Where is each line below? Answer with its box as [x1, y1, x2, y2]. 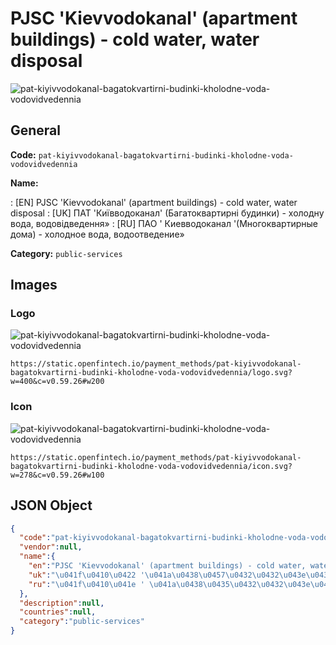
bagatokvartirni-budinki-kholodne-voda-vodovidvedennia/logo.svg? [10, 368, 293, 378]
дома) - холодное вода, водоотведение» [10, 228, 185, 240]
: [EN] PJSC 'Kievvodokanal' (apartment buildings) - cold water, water [10, 196, 298, 208]
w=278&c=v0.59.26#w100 [10, 470, 105, 480]
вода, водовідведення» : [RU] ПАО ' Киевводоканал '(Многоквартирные [10, 217, 318, 229]
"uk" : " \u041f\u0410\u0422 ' [28, 570, 145, 580]
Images [10, 277, 58, 294]
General [10, 122, 62, 139]
